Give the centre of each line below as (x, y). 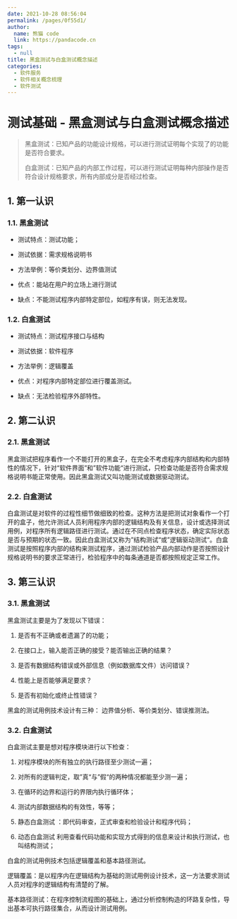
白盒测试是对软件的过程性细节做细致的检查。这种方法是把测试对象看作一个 (115, 513)
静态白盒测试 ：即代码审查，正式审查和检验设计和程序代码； (105, 822)
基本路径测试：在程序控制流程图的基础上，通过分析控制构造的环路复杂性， (115, 899)
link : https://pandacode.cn (55, 40)
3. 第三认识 (31, 582)
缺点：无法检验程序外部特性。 (61, 396)
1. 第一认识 (31, 201)
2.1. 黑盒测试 (29, 442)
